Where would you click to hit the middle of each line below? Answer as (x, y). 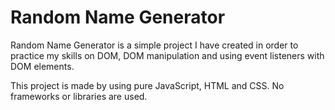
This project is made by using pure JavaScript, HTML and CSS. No (147, 85)
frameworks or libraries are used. (79, 96)
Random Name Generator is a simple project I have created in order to (154, 45)
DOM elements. (42, 66)
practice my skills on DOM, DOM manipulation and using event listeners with (167, 55)
